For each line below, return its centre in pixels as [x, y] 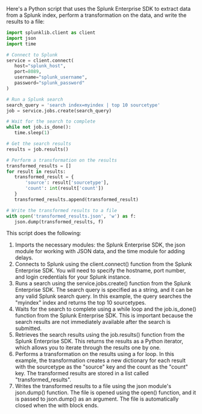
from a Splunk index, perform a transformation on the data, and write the [96, 15]
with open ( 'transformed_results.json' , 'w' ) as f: [71, 216]
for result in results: [36, 172]
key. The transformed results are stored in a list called [82, 374]
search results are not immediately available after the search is [93, 322]
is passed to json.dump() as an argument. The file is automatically [97, 399]
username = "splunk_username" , [51, 77]
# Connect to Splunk [32, 55]
